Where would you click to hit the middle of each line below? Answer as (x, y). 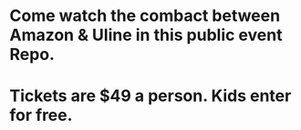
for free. (41, 115)
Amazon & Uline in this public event (146, 35)
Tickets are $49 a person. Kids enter (150, 96)
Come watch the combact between (145, 16)
